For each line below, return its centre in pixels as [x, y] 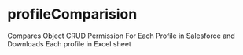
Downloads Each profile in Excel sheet [69, 43]
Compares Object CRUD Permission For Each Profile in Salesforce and [121, 36]
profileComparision [72, 14]
